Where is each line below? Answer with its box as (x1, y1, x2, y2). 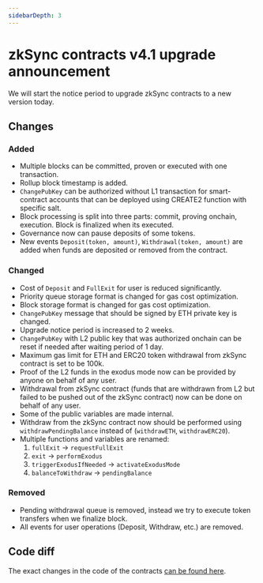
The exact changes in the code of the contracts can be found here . (8, 566, 227, 575)
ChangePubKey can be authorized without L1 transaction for (19, 186, 208, 196)
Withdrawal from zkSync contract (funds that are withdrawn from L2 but (19, 384, 255, 393)
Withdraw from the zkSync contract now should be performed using (19, 417, 242, 427)
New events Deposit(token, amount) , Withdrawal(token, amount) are (19, 237, 243, 246)
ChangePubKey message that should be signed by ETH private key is (19, 308, 238, 318)
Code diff (8, 545, 55, 559)
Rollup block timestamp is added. (19, 179, 129, 188)
